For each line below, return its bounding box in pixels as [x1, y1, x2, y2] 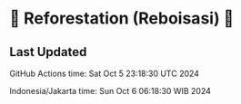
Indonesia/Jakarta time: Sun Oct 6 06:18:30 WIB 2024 [9, 86, 211, 96]
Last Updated [9, 44, 87, 60]
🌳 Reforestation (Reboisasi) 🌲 [9, 8, 235, 29]
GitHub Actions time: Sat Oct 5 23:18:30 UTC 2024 [9, 68, 200, 79]
